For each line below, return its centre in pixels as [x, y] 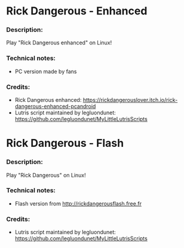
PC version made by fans [46, 71]
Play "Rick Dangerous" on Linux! [46, 175]
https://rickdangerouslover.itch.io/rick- [130, 100]
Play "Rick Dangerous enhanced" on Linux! [59, 43]
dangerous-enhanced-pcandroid [55, 107]
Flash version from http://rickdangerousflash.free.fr [78, 203]
